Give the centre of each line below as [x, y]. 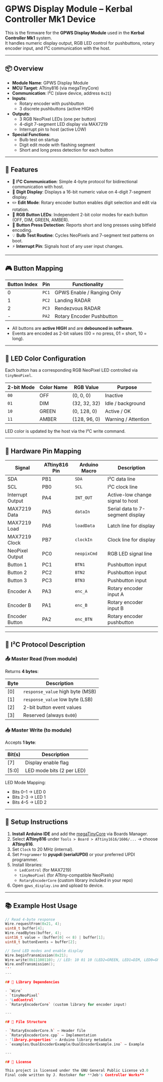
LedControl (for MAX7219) [45, 870]
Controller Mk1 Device [50, 19]
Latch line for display [131, 526]
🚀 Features [22, 170]
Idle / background [125, 403]
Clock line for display [131, 540]
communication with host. [38, 187]
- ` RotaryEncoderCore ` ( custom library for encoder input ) [66, 1004]
